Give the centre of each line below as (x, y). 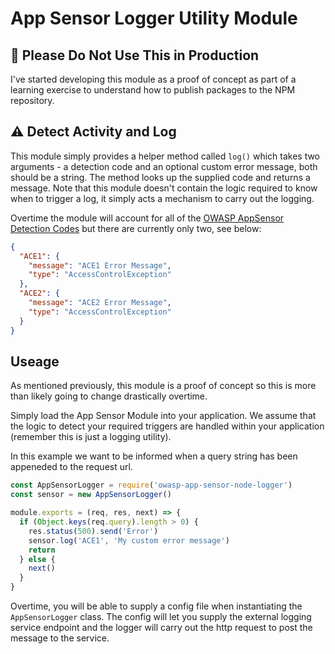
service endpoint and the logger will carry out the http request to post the (161, 627)
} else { (37, 559)
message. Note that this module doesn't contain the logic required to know (164, 188)
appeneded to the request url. (71, 467)
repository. (32, 100)
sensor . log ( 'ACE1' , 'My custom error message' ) (129, 540)
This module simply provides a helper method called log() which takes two (165, 156)
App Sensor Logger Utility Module (154, 18)
